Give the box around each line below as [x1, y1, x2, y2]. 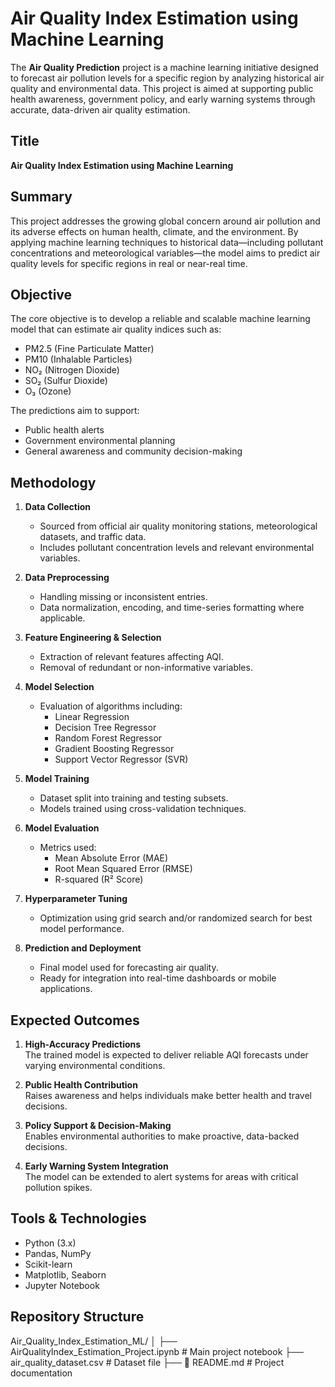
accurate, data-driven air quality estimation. [10, 103, 191, 116]
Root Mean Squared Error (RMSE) [54, 863, 193, 875]
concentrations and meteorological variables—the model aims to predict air [10, 247, 321, 259]
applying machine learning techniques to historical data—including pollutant [10, 236, 324, 248]
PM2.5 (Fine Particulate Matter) [24, 343, 155, 355]
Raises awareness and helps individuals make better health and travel [24, 1090, 312, 1101]
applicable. [39, 612, 86, 624]
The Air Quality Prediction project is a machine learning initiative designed [10, 61, 319, 73]
